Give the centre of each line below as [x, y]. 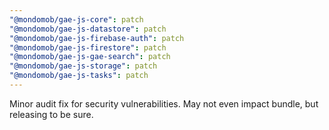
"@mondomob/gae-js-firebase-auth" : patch [97, 38]
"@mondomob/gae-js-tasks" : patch [79, 76]
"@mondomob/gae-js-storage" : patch [83, 66]
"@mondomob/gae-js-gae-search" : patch [90, 57]
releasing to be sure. [51, 114]
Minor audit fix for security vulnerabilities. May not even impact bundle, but [164, 103]
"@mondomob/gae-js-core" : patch [76, 19]
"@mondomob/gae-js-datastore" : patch [88, 29]
